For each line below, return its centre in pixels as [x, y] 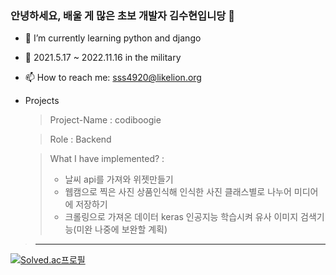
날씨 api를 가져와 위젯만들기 [119, 179]
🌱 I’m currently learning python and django [113, 38]
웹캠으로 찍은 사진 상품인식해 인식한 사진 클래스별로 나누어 [178, 192]
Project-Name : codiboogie [105, 120]
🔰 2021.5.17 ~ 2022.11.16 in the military [103, 58]
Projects [42, 101]
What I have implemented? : [107, 159]
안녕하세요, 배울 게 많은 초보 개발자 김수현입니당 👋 [122, 15]
